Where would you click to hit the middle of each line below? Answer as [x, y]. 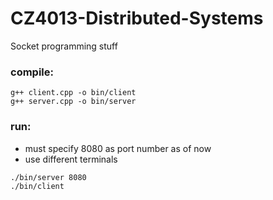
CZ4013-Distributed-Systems [137, 18]
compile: [32, 72]
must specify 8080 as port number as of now [118, 148]
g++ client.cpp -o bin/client [73, 93]
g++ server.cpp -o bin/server [73, 102]
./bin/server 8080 [48, 177]
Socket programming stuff [64, 46]
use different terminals [71, 159]
